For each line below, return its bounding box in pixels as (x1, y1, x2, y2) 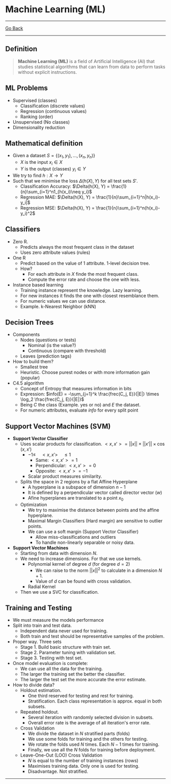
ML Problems (5, 84, 48, 93)
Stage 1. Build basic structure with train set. (20, 644, 111, 650)
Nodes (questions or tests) (20, 337, 76, 343)
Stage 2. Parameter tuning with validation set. (20, 650, 116, 656)
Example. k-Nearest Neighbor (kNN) (20, 303, 97, 309)
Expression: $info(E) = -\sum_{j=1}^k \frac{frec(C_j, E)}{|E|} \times (20, 391, 159, 397)
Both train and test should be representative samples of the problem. (20, 633, 165, 640)
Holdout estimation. (20, 687, 62, 693)
